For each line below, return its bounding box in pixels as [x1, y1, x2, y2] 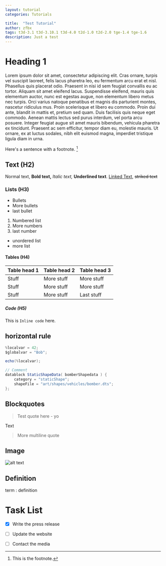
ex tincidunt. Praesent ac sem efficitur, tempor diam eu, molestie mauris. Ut [5, 125, 159, 131]
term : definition [5, 487, 38, 494]
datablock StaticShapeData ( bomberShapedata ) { [5, 373, 107, 377]
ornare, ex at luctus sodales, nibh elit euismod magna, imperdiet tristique [5, 130, 153, 136]
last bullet [12, 208, 33, 214]
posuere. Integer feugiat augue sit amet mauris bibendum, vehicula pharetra [5, 120, 160, 126]
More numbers [12, 223, 43, 229]
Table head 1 [7, 266, 39, 273]
